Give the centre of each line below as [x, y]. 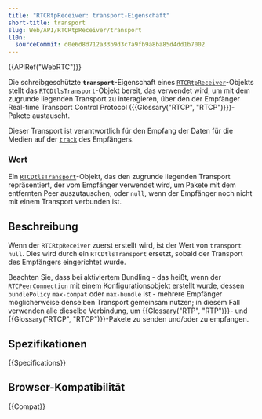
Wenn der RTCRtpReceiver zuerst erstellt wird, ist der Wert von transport [125, 245]
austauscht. [51, 116]
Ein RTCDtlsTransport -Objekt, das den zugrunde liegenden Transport [119, 177]
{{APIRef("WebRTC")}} [45, 67]
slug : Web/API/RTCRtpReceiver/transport [75, 30]
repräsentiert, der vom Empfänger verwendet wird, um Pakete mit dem [122, 185]
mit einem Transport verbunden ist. [65, 202]
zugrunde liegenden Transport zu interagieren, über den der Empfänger [124, 99]
